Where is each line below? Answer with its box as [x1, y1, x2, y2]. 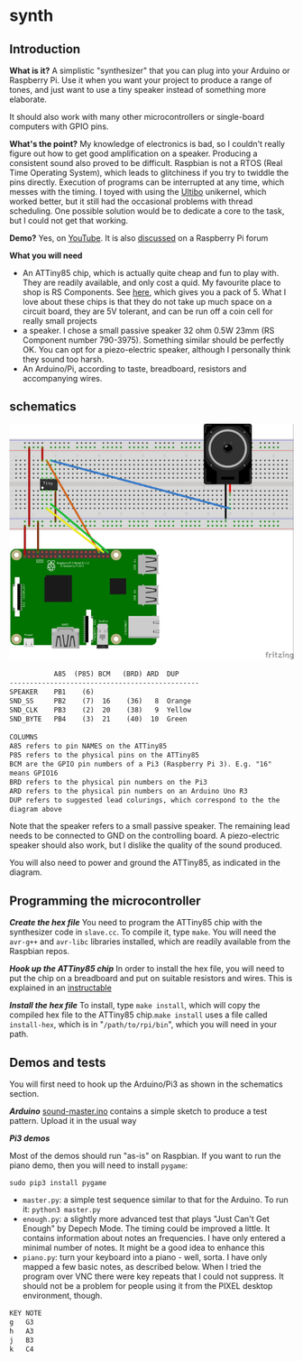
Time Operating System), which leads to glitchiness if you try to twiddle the [9, 168, 289, 178]
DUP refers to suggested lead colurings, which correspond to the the [9, 795, 280, 805]
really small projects [22, 316, 97, 326]
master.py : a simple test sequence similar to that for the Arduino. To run [22, 1194, 289, 1205]
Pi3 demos [9, 1133, 50, 1144]
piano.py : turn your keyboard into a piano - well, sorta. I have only [22, 1252, 268, 1263]
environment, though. [22, 1291, 103, 1301]
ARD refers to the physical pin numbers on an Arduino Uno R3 [9, 786, 248, 796]
